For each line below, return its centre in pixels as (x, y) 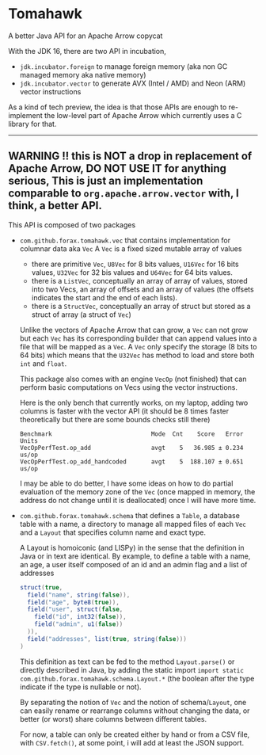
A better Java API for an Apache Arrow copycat (85, 36)
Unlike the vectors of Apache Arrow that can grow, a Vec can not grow (134, 330)
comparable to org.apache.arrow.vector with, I (123, 194)
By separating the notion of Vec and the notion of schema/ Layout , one (133, 702)
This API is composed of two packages (72, 225)
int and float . (43, 363)
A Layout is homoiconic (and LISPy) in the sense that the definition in (132, 547)
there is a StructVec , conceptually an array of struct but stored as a (141, 306)
